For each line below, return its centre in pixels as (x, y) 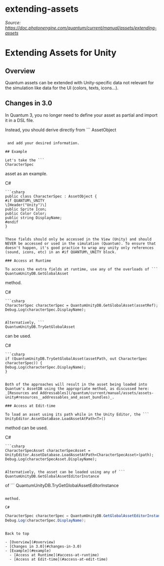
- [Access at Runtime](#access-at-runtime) (54, 555)
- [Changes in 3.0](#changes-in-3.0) (43, 546)
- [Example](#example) (28, 551)
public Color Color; (26, 213)
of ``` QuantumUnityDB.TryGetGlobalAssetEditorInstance (62, 485)
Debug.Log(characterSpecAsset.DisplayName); (51, 459)
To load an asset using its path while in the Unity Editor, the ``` (77, 414)
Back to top (17, 533)
